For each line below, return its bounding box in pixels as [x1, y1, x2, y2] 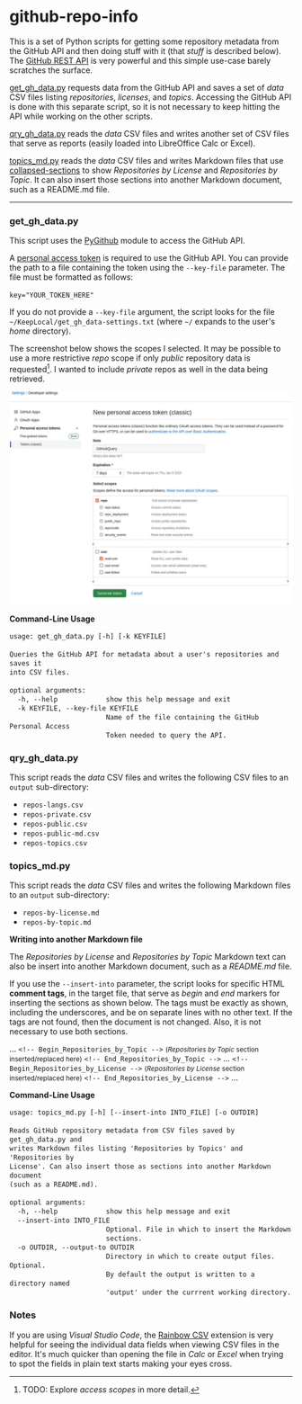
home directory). [9, 326, 72, 336]
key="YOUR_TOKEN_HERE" [9, 291, 94, 300]
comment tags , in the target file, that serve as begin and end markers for [9, 988, 280, 999]
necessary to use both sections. [9, 1026, 129, 1037]
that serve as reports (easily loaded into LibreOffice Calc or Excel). [9, 138, 256, 148]
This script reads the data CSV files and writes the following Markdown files [9, 880, 291, 891]
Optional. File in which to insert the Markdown [105, 1225, 292, 1234]
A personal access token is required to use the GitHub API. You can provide [9, 253, 289, 264]
